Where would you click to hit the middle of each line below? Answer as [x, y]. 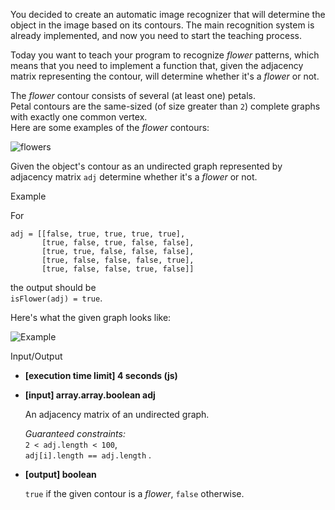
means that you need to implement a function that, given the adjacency [157, 65]
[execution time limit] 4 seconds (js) [101, 375]
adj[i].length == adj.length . [88, 455]
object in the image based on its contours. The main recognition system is [162, 25]
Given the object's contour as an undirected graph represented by [146, 166]
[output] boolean [60, 474]
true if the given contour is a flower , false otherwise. [134, 493]
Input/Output [36, 356]
